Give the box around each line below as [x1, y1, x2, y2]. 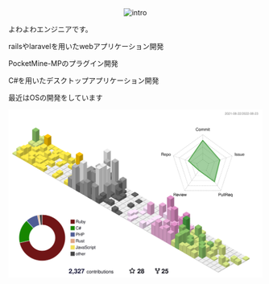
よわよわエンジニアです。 [8, 24, 93, 34]
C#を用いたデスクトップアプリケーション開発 [8, 76, 159, 85]
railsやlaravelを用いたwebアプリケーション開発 [8, 42, 164, 51]
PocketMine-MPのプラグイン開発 [8, 59, 118, 68]
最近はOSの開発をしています [8, 93, 103, 102]
